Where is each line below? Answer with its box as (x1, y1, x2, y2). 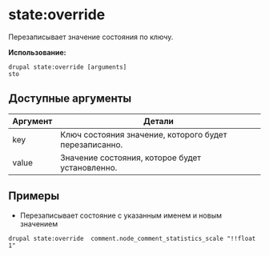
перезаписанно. (59, 138, 123, 150)
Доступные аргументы (8, 92, 132, 106)
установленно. (59, 162, 118, 173)
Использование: (8, 47, 66, 57)
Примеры (8, 190, 60, 203)
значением (19, 218, 58, 229)
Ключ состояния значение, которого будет (59, 129, 227, 140)
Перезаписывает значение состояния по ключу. (8, 32, 174, 42)
